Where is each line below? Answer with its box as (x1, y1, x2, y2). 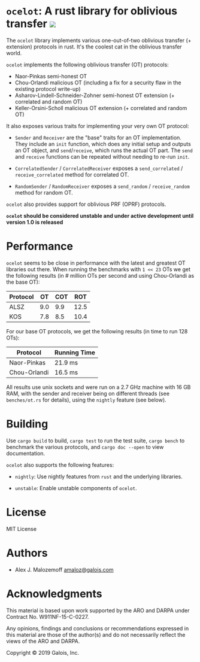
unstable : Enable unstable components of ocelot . (14, 484, 137, 491)
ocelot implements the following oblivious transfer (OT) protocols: (6, 61, 169, 68)
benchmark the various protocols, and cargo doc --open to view (6, 443, 164, 450)
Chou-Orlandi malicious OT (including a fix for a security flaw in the (14, 79, 181, 86)
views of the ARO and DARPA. (6, 637, 80, 645)
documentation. (6, 450, 46, 457)
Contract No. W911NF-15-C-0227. (6, 613, 89, 620)
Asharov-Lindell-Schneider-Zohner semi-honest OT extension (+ (14, 92, 175, 99)
